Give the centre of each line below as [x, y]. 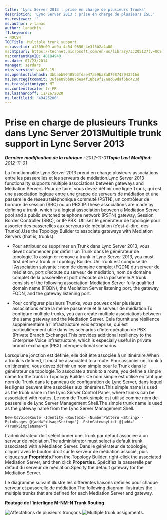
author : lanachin [23, 28]
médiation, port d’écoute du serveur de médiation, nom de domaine [82, 272]
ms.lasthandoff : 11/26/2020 [34, 93]
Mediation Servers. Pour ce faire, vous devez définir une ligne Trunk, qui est [83, 189]
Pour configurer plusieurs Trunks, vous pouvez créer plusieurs [77, 303]
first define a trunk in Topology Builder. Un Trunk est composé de [80, 262]
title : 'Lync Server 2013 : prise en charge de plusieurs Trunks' [76, 10]
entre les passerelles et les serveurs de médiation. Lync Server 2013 [75, 178]
